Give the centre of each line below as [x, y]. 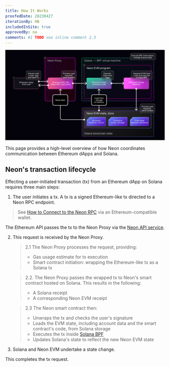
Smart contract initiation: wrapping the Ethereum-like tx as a [95, 262]
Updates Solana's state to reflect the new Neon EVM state [93, 340]
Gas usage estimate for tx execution [70, 257]
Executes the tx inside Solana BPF [68, 334]
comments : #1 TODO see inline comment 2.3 [51, 38]
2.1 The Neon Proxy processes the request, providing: [81, 247]
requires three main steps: [32, 187]
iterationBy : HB [22, 21]
